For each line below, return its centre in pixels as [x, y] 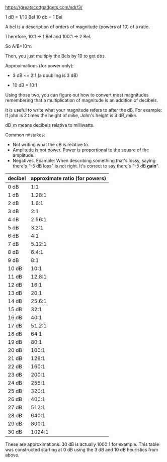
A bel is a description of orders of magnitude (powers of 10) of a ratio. [77, 27]
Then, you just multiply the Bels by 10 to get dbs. [56, 56]
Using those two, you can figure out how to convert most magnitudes [77, 95]
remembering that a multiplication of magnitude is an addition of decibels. [82, 100]
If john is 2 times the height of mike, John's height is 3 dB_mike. [71, 115]
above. [12, 455]
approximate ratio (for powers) [69, 178]
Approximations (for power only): [39, 66]
